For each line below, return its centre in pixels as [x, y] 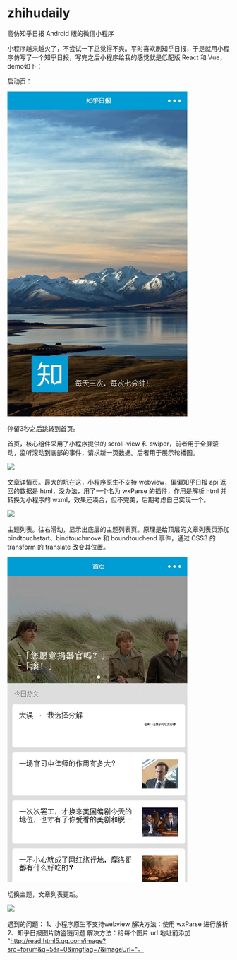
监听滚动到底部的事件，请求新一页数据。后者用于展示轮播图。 [109, 452]
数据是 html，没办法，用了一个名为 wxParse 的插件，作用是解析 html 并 [123, 491]
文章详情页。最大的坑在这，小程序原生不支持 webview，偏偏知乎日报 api [113, 482]
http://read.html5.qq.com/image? [58, 940]
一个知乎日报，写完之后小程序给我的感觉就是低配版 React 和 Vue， [129, 57]
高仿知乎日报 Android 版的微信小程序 [61, 33]
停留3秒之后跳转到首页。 [43, 428]
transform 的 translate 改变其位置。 [59, 547]
